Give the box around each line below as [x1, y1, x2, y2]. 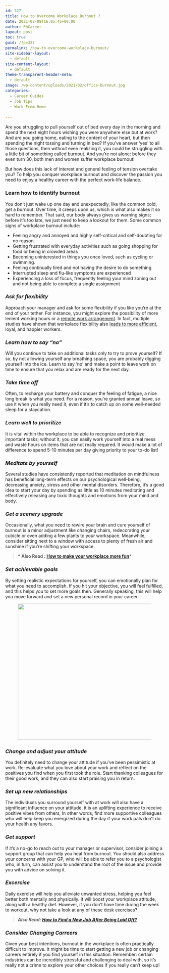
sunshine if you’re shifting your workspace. [5, 544, 95, 550]
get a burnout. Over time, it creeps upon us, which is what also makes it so [5, 206, 160, 212]
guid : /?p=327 [5, 40, 35, 46]
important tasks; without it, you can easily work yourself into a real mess [5, 436, 156, 442]
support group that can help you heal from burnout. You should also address [5, 850, 164, 857]
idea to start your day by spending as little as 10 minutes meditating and [5, 487, 155, 493]
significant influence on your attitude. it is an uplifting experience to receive [5, 805, 162, 811]
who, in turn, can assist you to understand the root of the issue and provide [5, 861, 162, 867]
